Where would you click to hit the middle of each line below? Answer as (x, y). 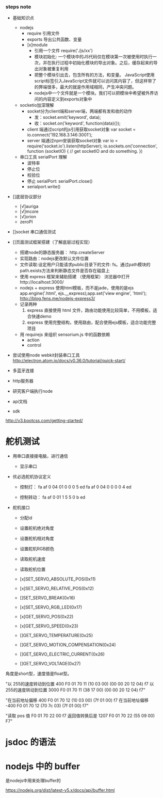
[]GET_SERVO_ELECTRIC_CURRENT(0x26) (62, 654)
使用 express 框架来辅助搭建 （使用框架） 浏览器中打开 (75, 277)
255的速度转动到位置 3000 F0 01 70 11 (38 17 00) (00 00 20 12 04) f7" (75, 690)
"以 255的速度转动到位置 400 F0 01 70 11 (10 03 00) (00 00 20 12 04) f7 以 (80, 684)
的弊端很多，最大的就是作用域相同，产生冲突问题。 (85, 87)
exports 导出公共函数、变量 (54, 39)
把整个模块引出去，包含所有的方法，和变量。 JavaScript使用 (94, 75)
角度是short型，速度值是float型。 (39, 674)
